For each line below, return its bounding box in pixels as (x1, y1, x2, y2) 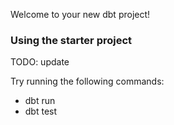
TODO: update (10, 56, 70, 68)
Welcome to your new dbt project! (10, 9, 151, 20)
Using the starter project (10, 33, 133, 47)
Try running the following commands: (10, 75, 165, 88)
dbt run (24, 95, 56, 107)
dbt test (24, 105, 58, 118)
